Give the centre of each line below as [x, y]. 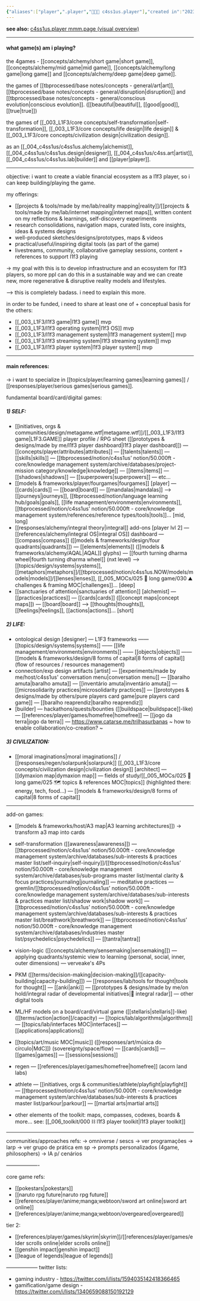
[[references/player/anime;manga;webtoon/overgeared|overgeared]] [99, 1213]
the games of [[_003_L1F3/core [44, 122]
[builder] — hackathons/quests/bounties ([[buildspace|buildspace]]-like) [104, 709]
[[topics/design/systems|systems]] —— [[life [70, 645]
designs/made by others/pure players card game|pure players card [97, 696]
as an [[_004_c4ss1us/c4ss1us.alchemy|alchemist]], [70, 146]
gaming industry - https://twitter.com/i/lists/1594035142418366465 [97, 1279]
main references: [28, 366]
